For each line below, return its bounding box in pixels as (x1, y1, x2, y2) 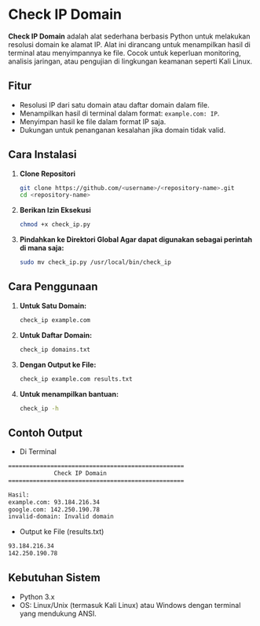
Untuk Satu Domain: (19, 301, 87, 310)
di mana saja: (19, 243, 64, 253)
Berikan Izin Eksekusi (19, 206, 92, 215)
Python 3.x (19, 591, 55, 602)
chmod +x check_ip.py (19, 221, 90, 229)
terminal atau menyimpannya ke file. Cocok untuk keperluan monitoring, (8, 48, 241, 57)
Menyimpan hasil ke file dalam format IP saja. (19, 116, 167, 126)
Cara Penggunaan (8, 280, 98, 294)
